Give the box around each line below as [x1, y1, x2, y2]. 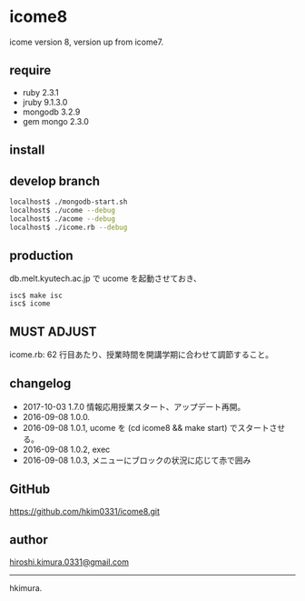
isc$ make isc [9, 291, 64, 301]
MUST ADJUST [9, 324, 97, 339]
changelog [9, 376, 72, 392]
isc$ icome [9, 299, 51, 308]
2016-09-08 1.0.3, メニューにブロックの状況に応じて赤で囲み [22, 455, 251, 466]
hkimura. [9, 582, 43, 593]
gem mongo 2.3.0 [22, 115, 89, 126]
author [9, 532, 48, 547]
